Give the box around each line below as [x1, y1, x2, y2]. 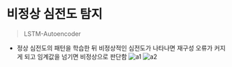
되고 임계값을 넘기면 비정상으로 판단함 [24, 52, 127, 61]
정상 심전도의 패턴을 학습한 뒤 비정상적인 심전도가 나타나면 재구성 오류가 [16, 44, 213, 52]
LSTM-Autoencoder [23, 29, 81, 38]
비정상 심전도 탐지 [6, 6, 103, 22]
